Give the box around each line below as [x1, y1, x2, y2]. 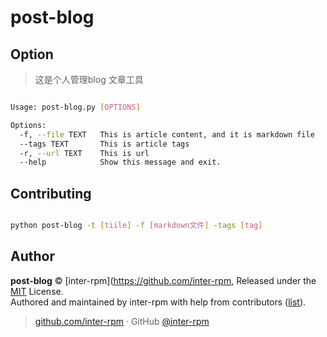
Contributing [10, 185, 92, 202]
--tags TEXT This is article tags [19, 139, 190, 149]
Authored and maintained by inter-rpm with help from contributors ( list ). [10, 296, 307, 308]
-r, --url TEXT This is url [19, 148, 150, 158]
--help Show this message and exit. [19, 157, 222, 168]
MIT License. [10, 285, 64, 297]
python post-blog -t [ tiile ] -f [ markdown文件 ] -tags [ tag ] [10, 221, 263, 231]
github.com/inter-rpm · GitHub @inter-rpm [34, 315, 210, 327]
